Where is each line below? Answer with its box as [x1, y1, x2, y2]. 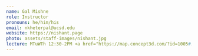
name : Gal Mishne [6, 8, 49, 15]
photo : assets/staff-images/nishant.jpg [6, 36, 107, 41]
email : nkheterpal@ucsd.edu [6, 24, 75, 31]
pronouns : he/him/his [6, 19, 60, 25]
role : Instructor [6, 14, 49, 20]
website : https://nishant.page [6, 30, 83, 36]
